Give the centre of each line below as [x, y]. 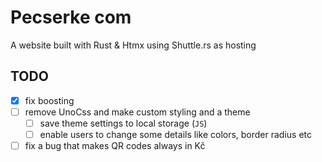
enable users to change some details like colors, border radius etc [176, 134]
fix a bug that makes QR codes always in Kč [115, 145]
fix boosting [49, 100]
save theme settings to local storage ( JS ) [123, 123]
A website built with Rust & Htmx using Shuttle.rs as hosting [133, 45]
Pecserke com [71, 17]
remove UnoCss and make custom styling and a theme [137, 112]
